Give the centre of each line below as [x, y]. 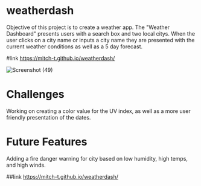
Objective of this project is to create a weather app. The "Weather [88, 27]
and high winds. [26, 165]
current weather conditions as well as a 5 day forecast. [75, 46]
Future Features [47, 142]
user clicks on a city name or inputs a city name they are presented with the [101, 40]
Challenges [35, 95]
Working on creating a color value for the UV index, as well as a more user [99, 111]
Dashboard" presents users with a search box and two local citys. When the [101, 33]
